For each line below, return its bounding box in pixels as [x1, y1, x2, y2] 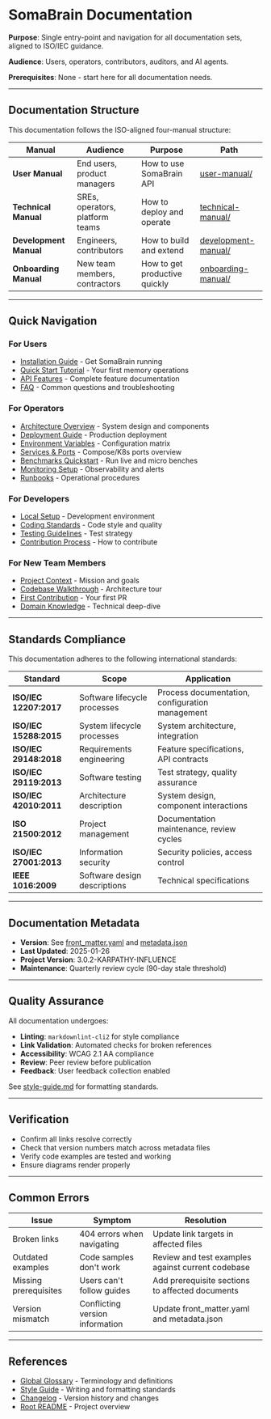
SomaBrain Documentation [8, 6, 193, 24]
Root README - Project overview [19, 1402, 131, 1412]
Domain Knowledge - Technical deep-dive [19, 601, 161, 612]
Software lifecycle [79, 692, 148, 703]
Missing [12, 1275, 43, 1286]
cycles [156, 833, 183, 845]
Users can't [79, 1275, 123, 1286]
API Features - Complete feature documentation [19, 374, 180, 383]
